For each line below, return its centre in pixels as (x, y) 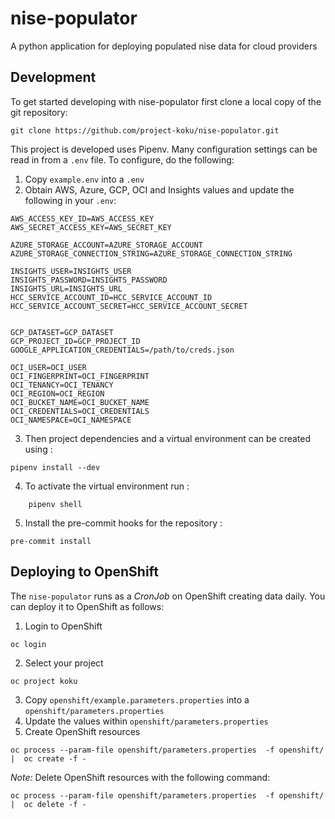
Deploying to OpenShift (84, 572)
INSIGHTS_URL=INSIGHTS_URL (66, 288)
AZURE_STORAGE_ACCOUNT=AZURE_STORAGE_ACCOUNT (106, 245)
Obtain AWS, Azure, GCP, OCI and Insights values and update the (159, 189)
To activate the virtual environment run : (107, 486)
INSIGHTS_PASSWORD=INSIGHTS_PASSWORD (89, 280)
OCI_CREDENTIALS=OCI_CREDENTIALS (80, 411)
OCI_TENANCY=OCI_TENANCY (62, 385)
